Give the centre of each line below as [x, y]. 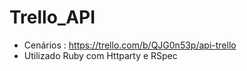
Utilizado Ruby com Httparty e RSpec [100, 55]
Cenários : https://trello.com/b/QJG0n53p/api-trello [130, 45]
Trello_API [52, 17]
